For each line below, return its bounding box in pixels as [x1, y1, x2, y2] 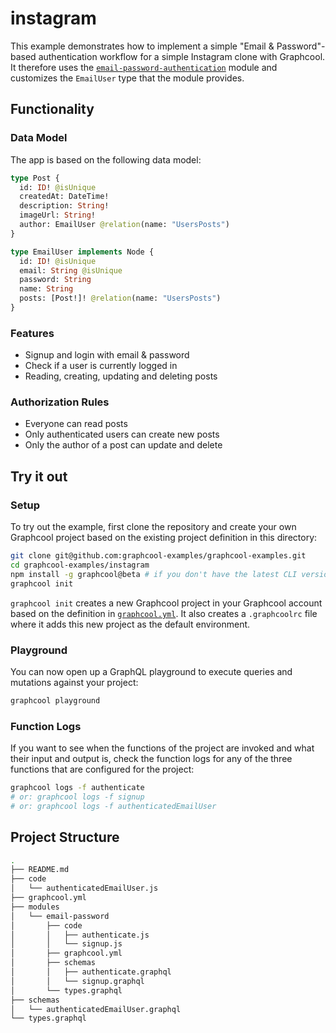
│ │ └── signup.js [10, 939, 123, 949]
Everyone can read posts [24, 418, 128, 430]
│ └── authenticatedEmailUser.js [10, 883, 159, 894]
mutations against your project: [10, 676, 139, 688]
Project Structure [10, 829, 120, 846]
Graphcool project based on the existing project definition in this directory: [10, 532, 318, 544]
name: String [19, 284, 74, 294]
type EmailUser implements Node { [10, 247, 155, 257]
